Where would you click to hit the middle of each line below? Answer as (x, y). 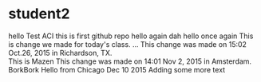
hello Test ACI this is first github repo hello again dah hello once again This (131, 36)
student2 (39, 14)
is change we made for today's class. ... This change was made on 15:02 (128, 44)
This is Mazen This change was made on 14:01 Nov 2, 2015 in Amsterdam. (130, 61)
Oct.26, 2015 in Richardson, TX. (60, 53)
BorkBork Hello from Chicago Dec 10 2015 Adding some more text (117, 69)
